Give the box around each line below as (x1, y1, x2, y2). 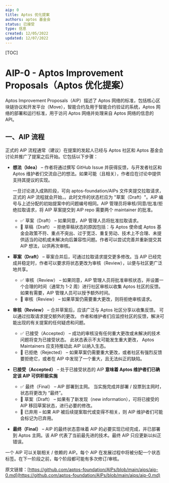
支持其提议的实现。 (12, 177, 53, 183)
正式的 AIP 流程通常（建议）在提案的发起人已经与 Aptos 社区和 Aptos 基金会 (5, 147, 163, 153)
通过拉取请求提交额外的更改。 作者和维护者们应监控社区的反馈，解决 (17, 313, 160, 319)
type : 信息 (5, 26, 27, 31)
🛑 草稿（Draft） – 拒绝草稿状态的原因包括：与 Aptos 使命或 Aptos (20, 224, 156, 230)
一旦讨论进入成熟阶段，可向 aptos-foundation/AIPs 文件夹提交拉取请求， (12, 188, 164, 194)
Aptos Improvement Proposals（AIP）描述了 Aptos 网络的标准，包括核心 (5, 97, 156, 103)
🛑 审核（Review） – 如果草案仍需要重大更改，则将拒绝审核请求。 (20, 296, 155, 302)
